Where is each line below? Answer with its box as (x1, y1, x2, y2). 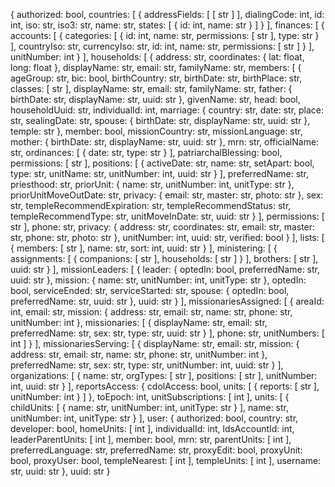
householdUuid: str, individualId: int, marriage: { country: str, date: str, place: (10, 104, 325, 116)
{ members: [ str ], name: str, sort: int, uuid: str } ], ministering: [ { (10, 242, 278, 254)
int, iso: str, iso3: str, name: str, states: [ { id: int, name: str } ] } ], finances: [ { (10, 19, 325, 31)
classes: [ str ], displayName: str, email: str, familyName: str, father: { (10, 83, 293, 94)
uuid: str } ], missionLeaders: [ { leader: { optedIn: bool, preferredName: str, (10, 264, 321, 275)
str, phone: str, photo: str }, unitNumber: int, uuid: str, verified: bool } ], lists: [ (10, 232, 325, 243)
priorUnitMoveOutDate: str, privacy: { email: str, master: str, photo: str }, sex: (10, 189, 324, 201)
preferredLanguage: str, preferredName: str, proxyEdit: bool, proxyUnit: (10, 444, 303, 456)
